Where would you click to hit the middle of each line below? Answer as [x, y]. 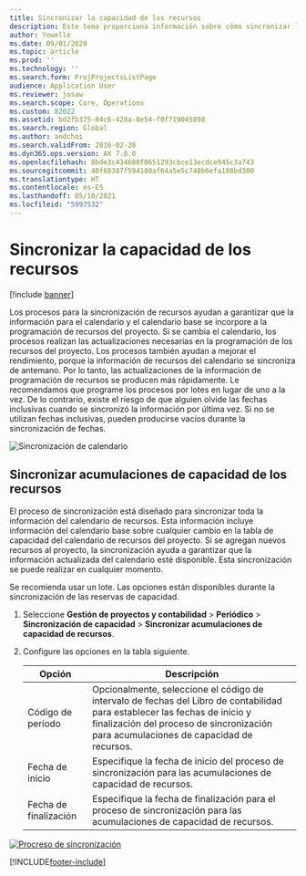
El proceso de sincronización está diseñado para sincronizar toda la [137, 511]
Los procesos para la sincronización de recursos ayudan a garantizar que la [152, 312]
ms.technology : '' [44, 69]
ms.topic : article [44, 52]
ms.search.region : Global [58, 129]
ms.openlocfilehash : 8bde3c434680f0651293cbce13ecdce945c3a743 [132, 162]
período [44, 724]
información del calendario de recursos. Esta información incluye [132, 520]
